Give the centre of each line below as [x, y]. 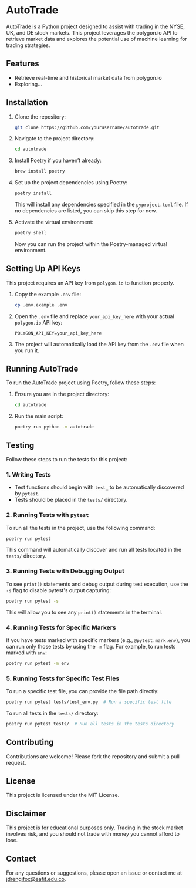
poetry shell [31, 233]
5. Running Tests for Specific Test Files [63, 678]
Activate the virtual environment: [54, 222]
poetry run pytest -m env [38, 663]
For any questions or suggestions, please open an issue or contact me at [94, 873]
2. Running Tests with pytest [48, 515]
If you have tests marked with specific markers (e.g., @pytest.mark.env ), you [98, 640]
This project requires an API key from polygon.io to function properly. [90, 283]
